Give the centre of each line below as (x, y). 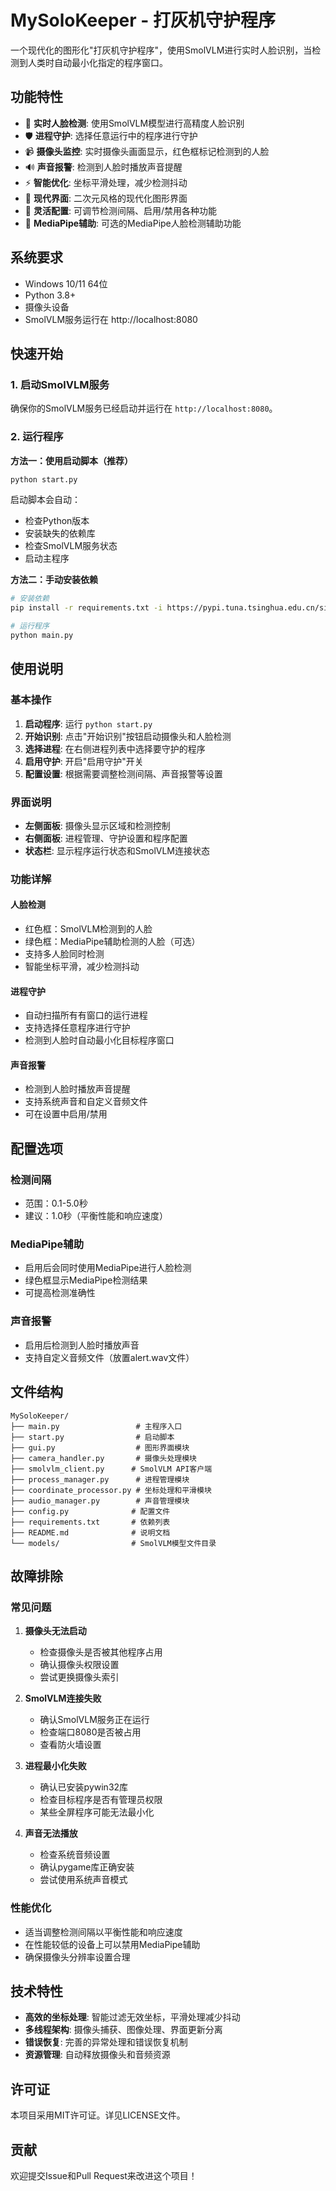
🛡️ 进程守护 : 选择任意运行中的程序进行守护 (111, 135)
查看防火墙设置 (70, 1745)
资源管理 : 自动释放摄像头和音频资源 (97, 2055)
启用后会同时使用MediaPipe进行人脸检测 (108, 1268)
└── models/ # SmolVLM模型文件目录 (113, 1543)
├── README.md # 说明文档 (90, 1532)
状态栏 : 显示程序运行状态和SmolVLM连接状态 (117, 850)
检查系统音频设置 (75, 1855)
